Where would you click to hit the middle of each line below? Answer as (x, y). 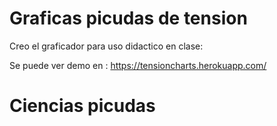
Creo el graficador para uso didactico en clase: (106, 46)
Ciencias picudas (82, 106)
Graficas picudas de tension (128, 18)
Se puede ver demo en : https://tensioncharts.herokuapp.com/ (138, 65)
